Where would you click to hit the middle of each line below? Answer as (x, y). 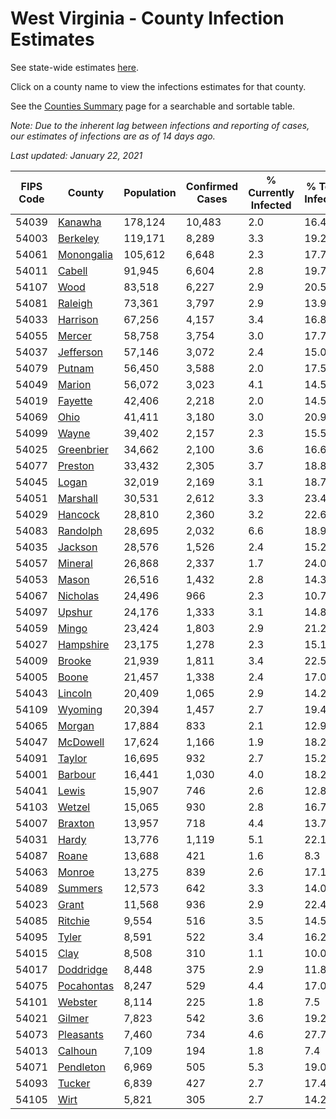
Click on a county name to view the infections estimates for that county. (158, 86)
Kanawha (79, 222)
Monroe (76, 872)
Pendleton (81, 1067)
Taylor (72, 758)
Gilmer (73, 1018)
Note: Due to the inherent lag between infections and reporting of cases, (160, 125)
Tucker (74, 1083)
